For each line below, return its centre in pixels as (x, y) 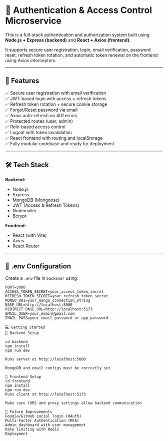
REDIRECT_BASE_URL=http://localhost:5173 (49, 309)
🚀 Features (22, 81)
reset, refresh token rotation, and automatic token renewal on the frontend (81, 55)
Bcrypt (19, 216)
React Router (26, 246)
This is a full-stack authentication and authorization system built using (77, 35)
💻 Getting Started (25, 327)
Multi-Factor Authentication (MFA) (42, 421)
